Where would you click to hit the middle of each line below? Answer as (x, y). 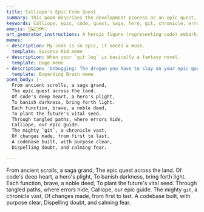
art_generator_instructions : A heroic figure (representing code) (92, 35)
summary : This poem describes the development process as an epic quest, (102, 18)
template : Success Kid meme (47, 52)
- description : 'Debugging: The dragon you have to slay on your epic (97, 68)
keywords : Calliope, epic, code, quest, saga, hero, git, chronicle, (96, 23)
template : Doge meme (38, 63)
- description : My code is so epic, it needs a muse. (76, 46)
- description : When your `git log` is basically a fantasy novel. (93, 57)
